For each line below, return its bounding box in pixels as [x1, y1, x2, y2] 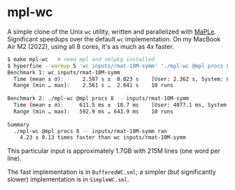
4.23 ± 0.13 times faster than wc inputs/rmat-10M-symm [20, 134, 187, 141]
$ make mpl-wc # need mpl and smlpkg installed [7, 55, 155, 63]
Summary [7, 121, 30, 128]
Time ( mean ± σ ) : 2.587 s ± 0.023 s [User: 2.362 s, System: [13, 75, 224, 83]
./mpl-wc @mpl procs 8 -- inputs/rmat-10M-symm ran [13, 128, 168, 135]
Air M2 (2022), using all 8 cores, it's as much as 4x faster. [7, 42, 174, 50]
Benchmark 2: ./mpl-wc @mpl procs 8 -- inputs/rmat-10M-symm [7, 95, 190, 102]
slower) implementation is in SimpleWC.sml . [7, 175, 129, 184]
